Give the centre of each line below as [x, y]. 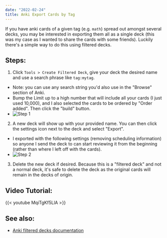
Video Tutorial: [29, 190]
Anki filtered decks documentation [48, 230]
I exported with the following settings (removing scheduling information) [87, 138]
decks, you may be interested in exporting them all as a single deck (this [80, 34]
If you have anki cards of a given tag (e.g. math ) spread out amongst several [83, 28]
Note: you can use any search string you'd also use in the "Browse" [82, 87]
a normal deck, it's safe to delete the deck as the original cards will [81, 169]
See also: [20, 218]
